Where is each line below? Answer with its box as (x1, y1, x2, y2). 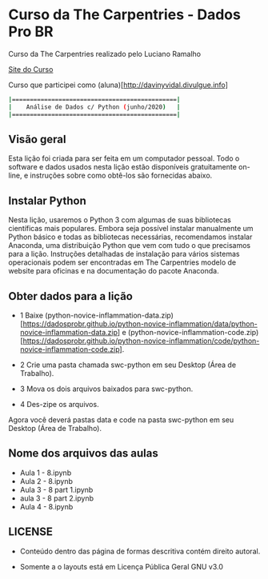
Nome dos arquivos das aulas (8, 446, 158, 461)
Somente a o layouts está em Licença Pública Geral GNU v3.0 (19, 561, 224, 571)
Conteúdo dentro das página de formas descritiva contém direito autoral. (19, 546, 261, 556)
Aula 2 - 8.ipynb (19, 476, 74, 485)
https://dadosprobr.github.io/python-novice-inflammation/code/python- (22, 336, 260, 345)
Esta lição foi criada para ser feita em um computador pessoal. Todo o (8, 154, 240, 163)
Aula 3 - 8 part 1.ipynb (19, 485, 94, 494)
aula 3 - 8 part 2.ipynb (19, 493, 94, 503)
